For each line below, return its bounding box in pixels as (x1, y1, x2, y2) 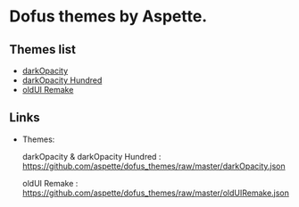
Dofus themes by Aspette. (9, 6, 208, 27)
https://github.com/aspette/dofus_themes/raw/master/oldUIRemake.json (21, 187, 290, 198)
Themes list (9, 42, 76, 57)
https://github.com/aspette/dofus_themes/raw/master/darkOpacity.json (21, 161, 286, 171)
